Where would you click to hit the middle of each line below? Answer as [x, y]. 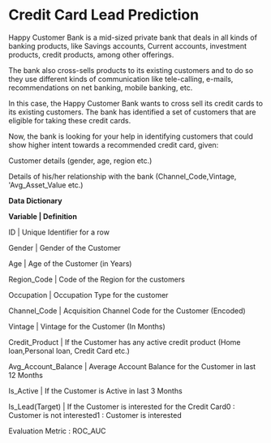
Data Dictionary [35, 200]
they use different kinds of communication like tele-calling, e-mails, [121, 79]
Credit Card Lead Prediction [104, 15]
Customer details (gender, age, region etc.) [80, 161]
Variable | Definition [43, 216]
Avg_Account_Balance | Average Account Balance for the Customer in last [132, 366]
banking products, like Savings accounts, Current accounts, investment [128, 45]
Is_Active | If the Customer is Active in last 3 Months [95, 390]
